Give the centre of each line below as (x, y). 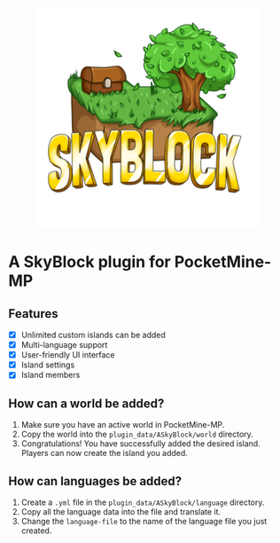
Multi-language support (64, 345)
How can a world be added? (86, 403)
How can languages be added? (95, 481)
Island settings (48, 365)
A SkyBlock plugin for (90, 262)
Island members (51, 375)
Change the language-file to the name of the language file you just (144, 521)
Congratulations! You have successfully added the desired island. (140, 444)
